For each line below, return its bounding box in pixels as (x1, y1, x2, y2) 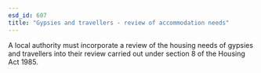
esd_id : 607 (8, 11, 47, 20)
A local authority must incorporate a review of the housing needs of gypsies (8, 40, 253, 49)
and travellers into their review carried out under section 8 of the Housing (8, 49, 245, 58)
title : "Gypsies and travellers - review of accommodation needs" (8, 19, 230, 27)
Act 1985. (8, 57, 39, 67)
